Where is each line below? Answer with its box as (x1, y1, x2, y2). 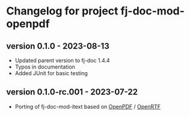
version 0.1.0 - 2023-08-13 (6, 41, 109, 51)
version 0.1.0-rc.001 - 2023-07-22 (6, 87, 138, 97)
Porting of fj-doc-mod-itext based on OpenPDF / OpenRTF (14, 103, 161, 110)
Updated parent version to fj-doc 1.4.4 (14, 57, 110, 64)
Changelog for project (6, 4, 118, 18)
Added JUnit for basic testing (14, 70, 88, 76)
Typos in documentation (14, 63, 75, 70)
